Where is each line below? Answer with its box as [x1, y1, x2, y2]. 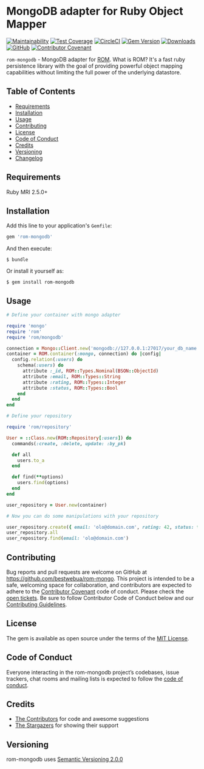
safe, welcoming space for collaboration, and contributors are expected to [6, 581, 192, 588]
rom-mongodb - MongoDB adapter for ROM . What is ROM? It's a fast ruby [6, 55, 185, 63]
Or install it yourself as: [6, 267, 64, 275]
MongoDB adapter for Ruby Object [6, 4, 183, 18]
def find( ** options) [12, 474, 64, 480]
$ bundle [6, 257, 29, 263]
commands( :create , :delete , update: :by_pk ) [12, 440, 126, 446]
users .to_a [17, 457, 45, 463]
